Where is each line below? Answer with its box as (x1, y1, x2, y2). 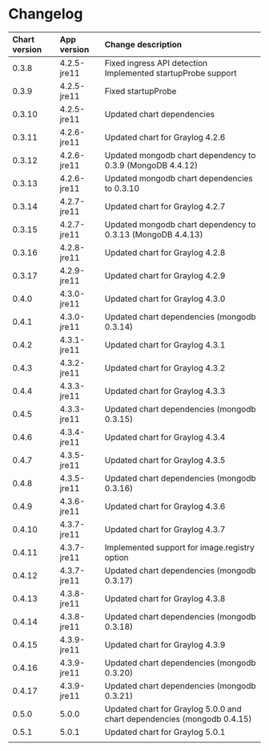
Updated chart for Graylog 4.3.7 (104, 523, 226, 534)
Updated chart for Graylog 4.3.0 (104, 293, 226, 304)
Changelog (8, 5, 83, 23)
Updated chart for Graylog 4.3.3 (104, 385, 226, 396)
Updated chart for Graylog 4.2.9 (104, 270, 226, 281)
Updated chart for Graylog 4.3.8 (104, 593, 226, 604)
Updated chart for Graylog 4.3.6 (104, 501, 226, 512)
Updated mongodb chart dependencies (104, 173, 254, 184)
